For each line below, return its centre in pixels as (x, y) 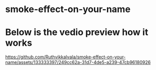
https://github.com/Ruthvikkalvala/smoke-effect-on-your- (65, 57)
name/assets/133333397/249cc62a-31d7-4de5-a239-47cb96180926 (78, 62)
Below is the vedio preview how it (77, 32)
